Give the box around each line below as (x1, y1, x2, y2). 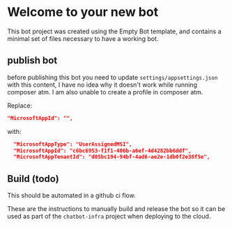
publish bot (7, 55, 58, 67)
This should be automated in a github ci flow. (7, 192, 136, 200)
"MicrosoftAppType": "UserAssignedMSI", (13, 140, 132, 148)
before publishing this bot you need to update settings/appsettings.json (7, 73, 218, 81)
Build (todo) (7, 173, 59, 185)
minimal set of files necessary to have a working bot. (7, 34, 159, 42)
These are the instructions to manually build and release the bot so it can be (7, 205, 226, 213)
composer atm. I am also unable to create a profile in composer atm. (7, 87, 203, 96)
